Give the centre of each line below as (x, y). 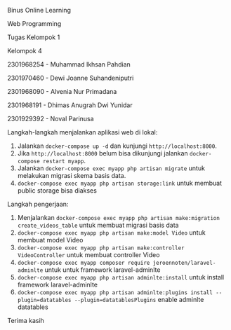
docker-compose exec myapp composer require (84, 263)
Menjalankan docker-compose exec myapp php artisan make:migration (118, 218)
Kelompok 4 (25, 51)
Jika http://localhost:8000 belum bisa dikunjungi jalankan (103, 153)
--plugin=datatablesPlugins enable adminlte (139, 300)
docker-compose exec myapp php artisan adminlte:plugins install (115, 293)
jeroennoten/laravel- (184, 263)
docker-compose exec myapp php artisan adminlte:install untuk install (121, 277)
